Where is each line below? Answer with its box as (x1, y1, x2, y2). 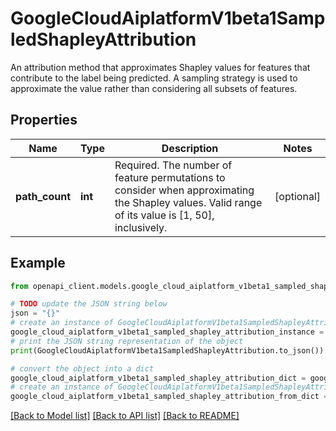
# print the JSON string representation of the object (10, 336, 244, 346)
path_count (15, 189, 72, 203)
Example (10, 255, 66, 272)
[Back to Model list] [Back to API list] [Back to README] (10, 410, 240, 422)
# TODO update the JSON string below (10, 299, 168, 309)
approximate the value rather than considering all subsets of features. (10, 82, 298, 94)
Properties (10, 112, 78, 129)
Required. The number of (114, 158, 233, 172)
